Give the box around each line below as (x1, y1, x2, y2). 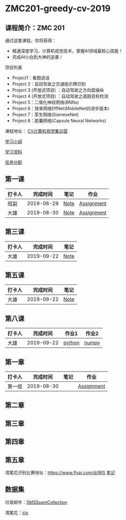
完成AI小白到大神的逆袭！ (12, 54, 64, 60)
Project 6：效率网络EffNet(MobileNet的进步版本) (12, 106, 109, 111)
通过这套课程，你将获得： (5, 38, 56, 43)
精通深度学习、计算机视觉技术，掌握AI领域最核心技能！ (12, 48, 123, 54)
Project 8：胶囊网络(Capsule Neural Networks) (12, 118, 107, 123)
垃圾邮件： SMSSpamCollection (5, 499, 68, 505)
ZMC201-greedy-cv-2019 (5, 3, 111, 14)
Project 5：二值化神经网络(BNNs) (12, 99, 79, 105)
